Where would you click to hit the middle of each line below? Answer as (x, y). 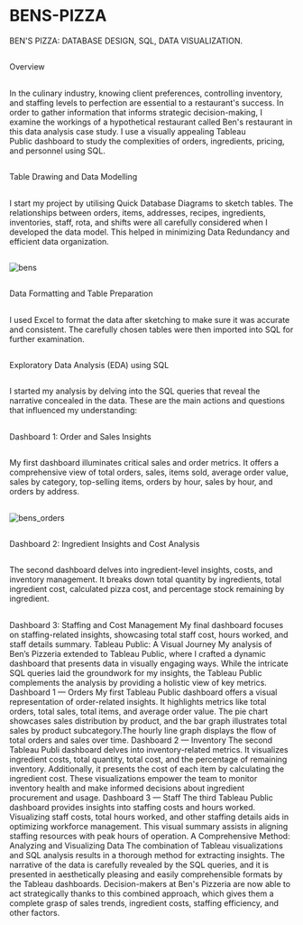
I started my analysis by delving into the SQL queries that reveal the (135, 391)
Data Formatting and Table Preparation (81, 293)
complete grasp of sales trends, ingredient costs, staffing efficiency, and (144, 902)
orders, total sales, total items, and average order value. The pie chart (139, 711)
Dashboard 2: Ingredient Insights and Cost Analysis (105, 544)
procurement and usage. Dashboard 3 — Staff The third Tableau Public (141, 797)
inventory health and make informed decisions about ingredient (127, 788)
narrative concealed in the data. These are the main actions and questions (147, 401)
